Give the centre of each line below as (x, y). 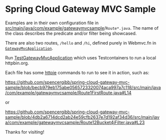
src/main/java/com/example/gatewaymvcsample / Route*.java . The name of (82, 28)
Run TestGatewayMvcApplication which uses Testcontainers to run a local (81, 57)
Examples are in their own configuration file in (52, 23)
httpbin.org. (17, 63)
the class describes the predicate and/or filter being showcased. (71, 33)
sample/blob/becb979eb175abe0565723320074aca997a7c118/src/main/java (83, 87)
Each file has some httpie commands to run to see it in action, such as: (77, 72)
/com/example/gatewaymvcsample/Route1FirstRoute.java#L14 (68, 93)
